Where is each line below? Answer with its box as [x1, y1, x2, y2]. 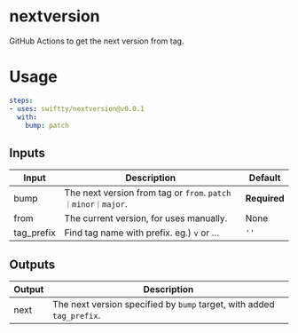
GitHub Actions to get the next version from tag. [9, 36, 184, 46]
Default [248, 171, 281, 184]
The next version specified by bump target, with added [52, 298, 275, 310]
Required [245, 193, 285, 205]
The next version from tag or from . [64, 186, 207, 199]
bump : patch [25, 121, 69, 130]
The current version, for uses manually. [64, 212, 228, 225]
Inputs [9, 145, 46, 161]
